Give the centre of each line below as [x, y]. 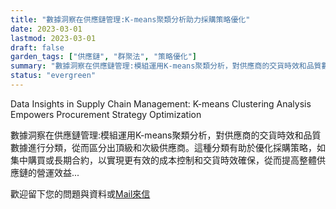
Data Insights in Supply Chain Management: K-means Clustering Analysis [161, 103]
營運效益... [58, 172]
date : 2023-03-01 [46, 29]
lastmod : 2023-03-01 [53, 38]
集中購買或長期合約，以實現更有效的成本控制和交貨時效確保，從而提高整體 [163, 160]
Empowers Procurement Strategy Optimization [106, 114]
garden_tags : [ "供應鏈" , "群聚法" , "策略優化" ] [104, 57]
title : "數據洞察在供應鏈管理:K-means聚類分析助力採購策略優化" [130, 19]
